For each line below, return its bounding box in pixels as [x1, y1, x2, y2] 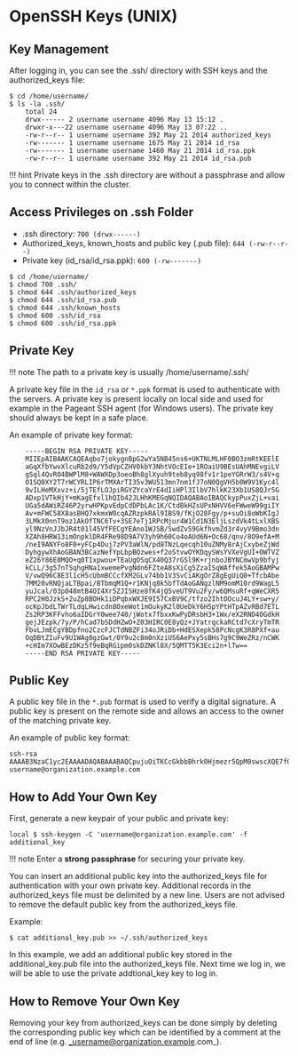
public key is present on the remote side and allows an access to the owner [9, 706, 285, 716]
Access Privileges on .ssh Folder [9, 204, 193, 220]
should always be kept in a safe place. [9, 412, 149, 423]
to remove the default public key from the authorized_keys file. [9, 900, 238, 910]
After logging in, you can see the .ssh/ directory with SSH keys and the [9, 65, 268, 76]
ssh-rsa [9, 749, 38, 759]
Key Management [9, 42, 109, 57]
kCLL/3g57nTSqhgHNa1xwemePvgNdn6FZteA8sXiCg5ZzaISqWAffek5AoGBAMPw [25, 563, 279, 572]
